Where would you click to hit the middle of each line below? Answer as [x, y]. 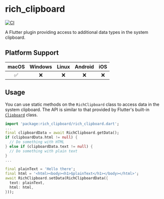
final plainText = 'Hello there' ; [40, 169]
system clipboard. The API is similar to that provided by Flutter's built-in [77, 110]
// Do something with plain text [44, 151]
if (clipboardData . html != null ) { [41, 138]
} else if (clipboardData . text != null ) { [49, 146]
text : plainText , [27, 183]
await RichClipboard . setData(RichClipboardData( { [57, 178]
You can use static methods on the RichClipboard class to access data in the [82, 104]
